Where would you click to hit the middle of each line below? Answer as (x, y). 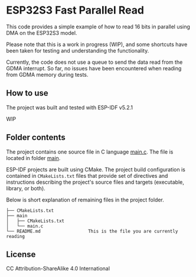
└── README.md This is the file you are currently (92, 231)
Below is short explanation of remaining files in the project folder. (85, 200)
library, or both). (26, 188)
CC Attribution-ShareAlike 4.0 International (58, 269)
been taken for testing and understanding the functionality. (78, 50)
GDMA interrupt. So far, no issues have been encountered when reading (94, 68)
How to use (27, 93)
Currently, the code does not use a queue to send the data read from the (94, 62)
